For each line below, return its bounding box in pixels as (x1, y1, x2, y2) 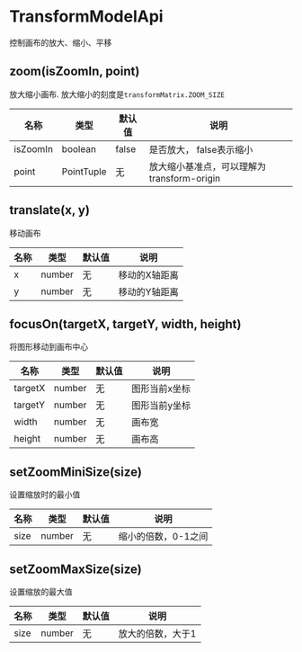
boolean (61, 142, 97, 155)
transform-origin (148, 172, 221, 184)
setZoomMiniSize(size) (9, 464, 142, 479)
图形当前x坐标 (131, 382, 191, 395)
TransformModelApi (9, 6, 164, 27)
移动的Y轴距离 (118, 285, 179, 298)
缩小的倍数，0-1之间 (118, 531, 209, 543)
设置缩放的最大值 (9, 586, 73, 597)
